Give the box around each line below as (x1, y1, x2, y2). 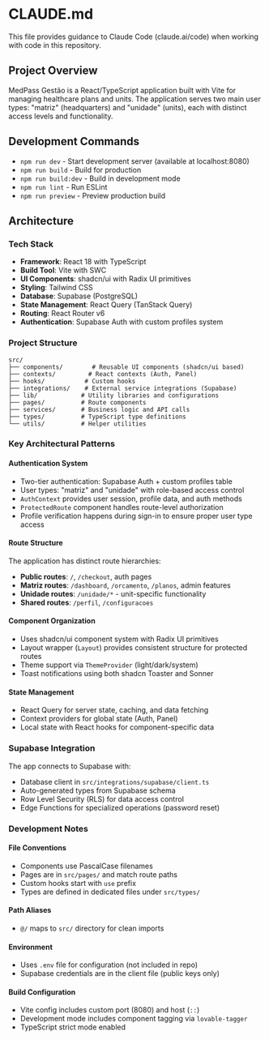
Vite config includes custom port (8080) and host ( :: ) (19, 1005, 200, 1015)
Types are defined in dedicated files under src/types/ (19, 887, 201, 897)
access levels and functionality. (8, 111, 113, 121)
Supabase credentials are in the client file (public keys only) (19, 969, 220, 978)
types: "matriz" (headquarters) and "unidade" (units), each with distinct (8, 102, 247, 112)
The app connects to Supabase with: (8, 761, 131, 771)
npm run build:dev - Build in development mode (19, 173, 181, 183)
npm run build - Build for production (19, 165, 142, 174)
